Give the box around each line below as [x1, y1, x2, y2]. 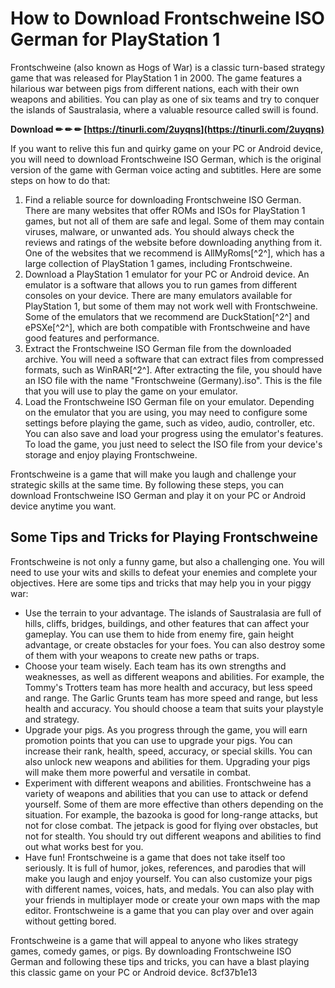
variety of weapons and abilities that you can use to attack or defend [24, 787, 309, 799]
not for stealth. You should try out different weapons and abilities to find [24, 830, 322, 842]
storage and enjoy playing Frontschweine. [24, 448, 198, 461]
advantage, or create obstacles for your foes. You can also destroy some [24, 638, 326, 651]
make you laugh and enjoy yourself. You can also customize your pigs [24, 872, 313, 884]
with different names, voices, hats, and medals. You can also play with [24, 883, 315, 895]
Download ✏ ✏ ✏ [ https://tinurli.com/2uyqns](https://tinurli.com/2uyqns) [10, 123, 325, 135]
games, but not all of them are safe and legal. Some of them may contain [24, 215, 325, 227]
